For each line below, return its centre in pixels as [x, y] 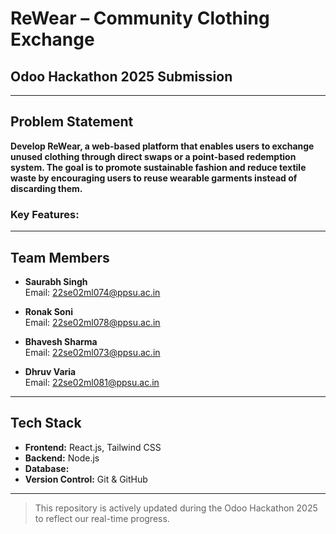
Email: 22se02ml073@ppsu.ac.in [92, 352]
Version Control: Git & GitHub [86, 479]
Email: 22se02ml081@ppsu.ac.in [92, 382]
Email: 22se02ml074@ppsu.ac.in [92, 292]
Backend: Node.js [62, 458]
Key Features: [45, 214]
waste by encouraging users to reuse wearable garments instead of [154, 178]
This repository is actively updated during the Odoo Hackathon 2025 [176, 508]
